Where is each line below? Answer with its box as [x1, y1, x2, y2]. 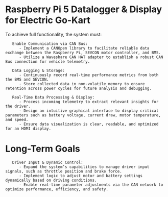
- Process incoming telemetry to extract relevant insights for [18, 99, 159, 104]
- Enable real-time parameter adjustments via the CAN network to [18, 182, 163, 187]
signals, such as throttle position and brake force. [5, 168, 123, 174]
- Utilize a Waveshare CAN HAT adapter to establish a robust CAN [18, 55, 163, 60]
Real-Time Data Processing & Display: [12, 94, 95, 100]
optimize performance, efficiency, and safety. [5, 186, 109, 192]
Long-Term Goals [5, 143, 81, 155]
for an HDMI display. [5, 126, 52, 131]
